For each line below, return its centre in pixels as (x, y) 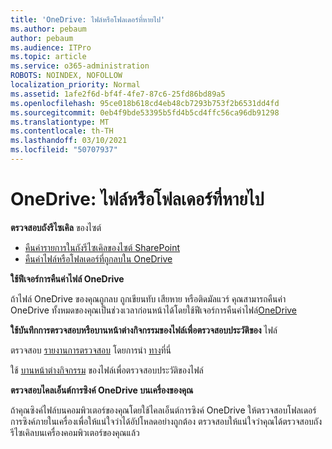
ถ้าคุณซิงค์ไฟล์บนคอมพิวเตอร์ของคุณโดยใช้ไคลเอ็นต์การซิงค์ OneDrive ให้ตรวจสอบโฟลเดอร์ (163, 410)
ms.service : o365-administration (80, 66)
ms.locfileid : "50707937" (64, 150)
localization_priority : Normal (75, 85)
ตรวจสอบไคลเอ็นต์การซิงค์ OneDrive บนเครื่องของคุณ (102, 390)
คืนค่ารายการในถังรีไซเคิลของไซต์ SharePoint (102, 247)
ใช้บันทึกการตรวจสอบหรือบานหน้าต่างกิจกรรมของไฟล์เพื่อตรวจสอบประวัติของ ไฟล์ (144, 330)
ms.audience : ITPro (51, 47)
